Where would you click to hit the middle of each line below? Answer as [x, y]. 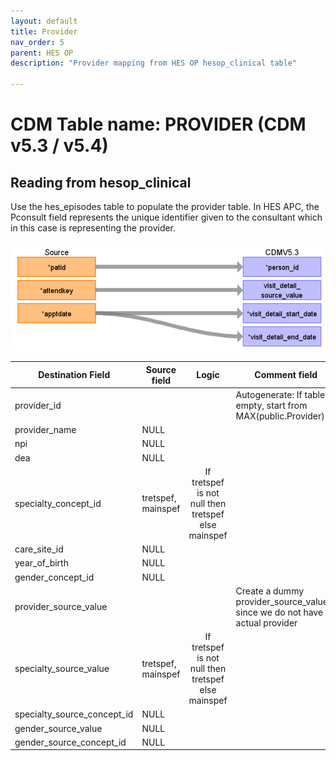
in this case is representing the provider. [93, 228]
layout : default [44, 21]
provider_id [38, 405]
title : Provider [44, 31]
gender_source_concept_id [70, 742]
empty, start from [271, 405]
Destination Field [74, 375]
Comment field [286, 375]
